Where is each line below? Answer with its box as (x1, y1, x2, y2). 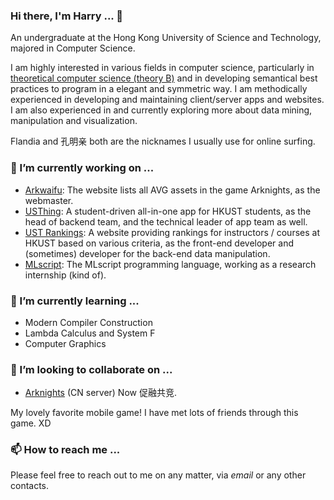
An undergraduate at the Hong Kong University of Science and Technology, (10, 32, 322, 44)
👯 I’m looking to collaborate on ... (10, 362, 173, 376)
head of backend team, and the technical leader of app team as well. (24, 215, 308, 228)
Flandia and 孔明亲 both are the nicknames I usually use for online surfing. (10, 135, 316, 148)
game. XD (10, 417, 52, 429)
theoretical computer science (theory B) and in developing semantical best (10, 72, 318, 84)
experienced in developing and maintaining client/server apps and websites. (10, 94, 325, 106)
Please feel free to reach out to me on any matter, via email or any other (10, 469, 307, 481)
